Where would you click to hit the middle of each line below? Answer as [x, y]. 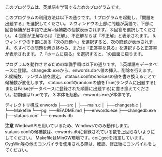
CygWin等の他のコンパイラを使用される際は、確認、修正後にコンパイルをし [81, 144]
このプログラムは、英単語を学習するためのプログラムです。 [64, 7]
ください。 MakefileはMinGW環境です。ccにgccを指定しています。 [80, 138]
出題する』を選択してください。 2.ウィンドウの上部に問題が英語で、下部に [79, 24]
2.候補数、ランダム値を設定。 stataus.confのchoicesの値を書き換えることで [81, 76]
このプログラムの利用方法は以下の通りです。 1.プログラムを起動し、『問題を [80, 17]
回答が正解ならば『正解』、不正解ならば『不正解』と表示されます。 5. [88, 36]
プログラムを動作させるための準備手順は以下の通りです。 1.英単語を [73, 64]
